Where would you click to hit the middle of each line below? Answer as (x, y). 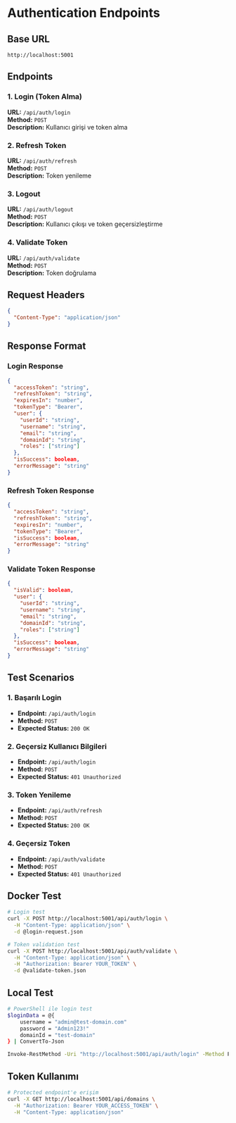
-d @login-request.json (48, 931)
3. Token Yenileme (39, 795)
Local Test (31, 992)
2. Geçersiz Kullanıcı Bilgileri (57, 746)
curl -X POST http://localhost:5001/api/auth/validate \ (92, 951)
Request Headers (46, 295)
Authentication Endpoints (84, 13)
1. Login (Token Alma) (45, 97)
